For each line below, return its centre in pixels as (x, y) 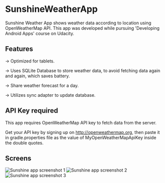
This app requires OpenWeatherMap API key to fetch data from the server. (81, 122)
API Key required (32, 111)
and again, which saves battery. (38, 76)
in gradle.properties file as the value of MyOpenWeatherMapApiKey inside (81, 137)
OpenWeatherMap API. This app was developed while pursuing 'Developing (82, 28)
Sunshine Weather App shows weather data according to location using (78, 23)
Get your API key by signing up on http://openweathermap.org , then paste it (82, 132)
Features (19, 49)
